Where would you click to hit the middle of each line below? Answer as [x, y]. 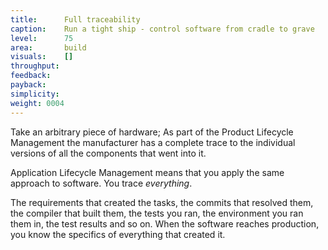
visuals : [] [42, 57]
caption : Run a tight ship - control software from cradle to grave [162, 29]
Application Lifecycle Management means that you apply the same [147, 172]
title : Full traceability [75, 19]
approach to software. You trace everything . [101, 183]
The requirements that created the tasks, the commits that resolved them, [162, 202]
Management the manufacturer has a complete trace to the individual [153, 142]
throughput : [35, 66]
